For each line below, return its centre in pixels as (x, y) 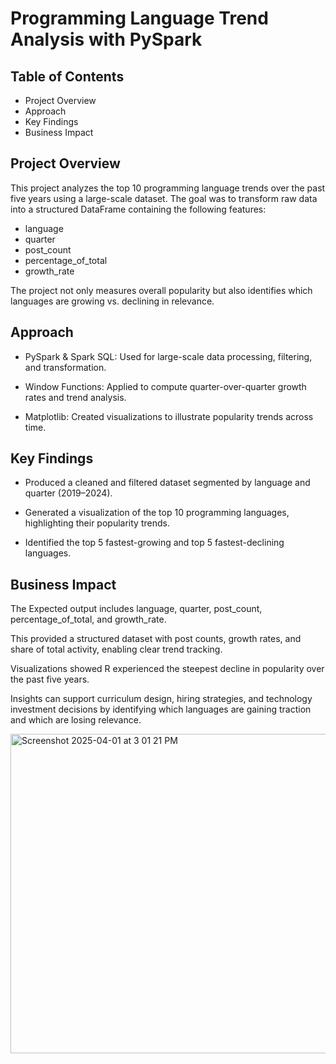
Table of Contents (67, 76)
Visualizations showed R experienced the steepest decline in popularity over (167, 669)
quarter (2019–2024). (68, 493)
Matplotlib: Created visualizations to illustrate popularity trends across (169, 416)
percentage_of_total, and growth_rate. (88, 619)
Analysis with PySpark (106, 39)
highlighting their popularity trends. (97, 523)
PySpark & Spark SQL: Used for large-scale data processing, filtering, (168, 356)
